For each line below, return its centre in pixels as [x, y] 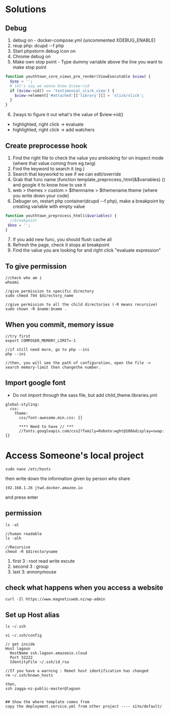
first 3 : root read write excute [44, 561]
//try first [18, 336]
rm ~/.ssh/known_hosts [29, 675]
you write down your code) [41, 195]
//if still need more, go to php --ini [47, 350]
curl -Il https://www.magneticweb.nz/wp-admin [55, 599]
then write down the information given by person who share [68, 479]
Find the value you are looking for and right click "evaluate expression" [87, 250]
